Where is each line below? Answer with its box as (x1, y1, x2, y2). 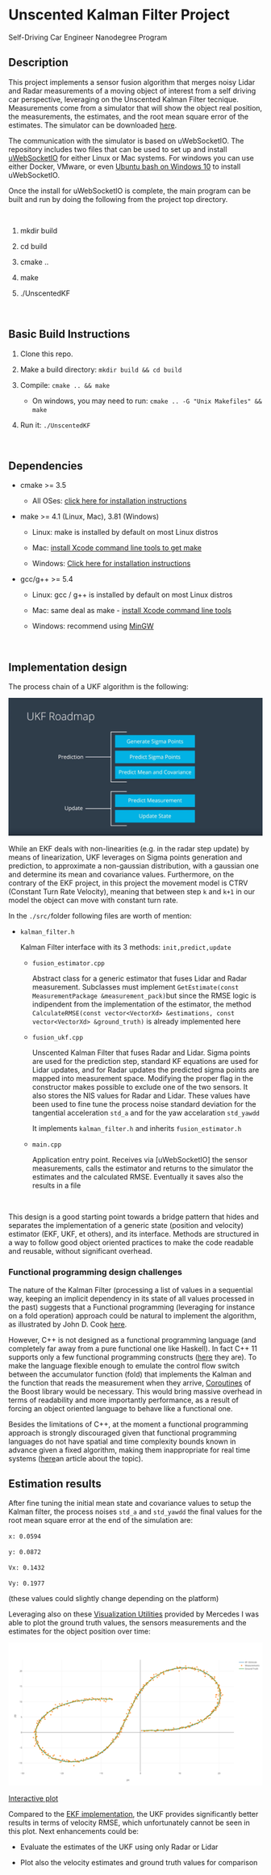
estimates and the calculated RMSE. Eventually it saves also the (31, 1172, 244, 1182)
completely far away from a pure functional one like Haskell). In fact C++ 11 (8, 1343, 258, 1353)
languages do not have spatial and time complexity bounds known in (8, 1436, 236, 1446)
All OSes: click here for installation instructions (31, 496, 187, 506)
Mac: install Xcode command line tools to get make (31, 543, 202, 553)
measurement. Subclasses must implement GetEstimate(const (31, 982, 240, 992)
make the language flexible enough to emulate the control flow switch (8, 1360, 240, 1370)
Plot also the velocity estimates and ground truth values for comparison (19, 1857, 258, 1867)
